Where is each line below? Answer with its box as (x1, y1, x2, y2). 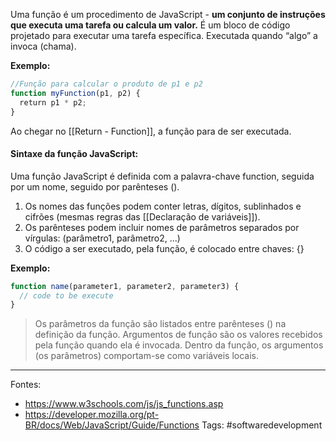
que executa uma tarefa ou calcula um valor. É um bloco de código (10, 19, 291, 31)
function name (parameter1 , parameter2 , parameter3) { (10, 281, 240, 291)
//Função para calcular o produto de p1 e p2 (10, 79, 203, 89)
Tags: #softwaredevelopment (201, 419, 323, 431)
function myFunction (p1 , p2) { (10, 88, 141, 98)
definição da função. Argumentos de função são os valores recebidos (34, 329, 323, 341)
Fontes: (10, 379, 42, 391)
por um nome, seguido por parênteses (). (10, 180, 180, 193)
